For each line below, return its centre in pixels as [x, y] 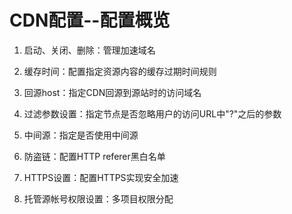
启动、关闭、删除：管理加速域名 [89, 50]
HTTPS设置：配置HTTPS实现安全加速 [101, 177]
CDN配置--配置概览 [90, 20]
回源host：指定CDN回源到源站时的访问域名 [112, 92]
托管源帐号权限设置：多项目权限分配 [98, 198]
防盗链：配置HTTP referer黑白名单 [94, 156]
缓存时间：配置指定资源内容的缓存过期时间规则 [120, 71]
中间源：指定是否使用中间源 [81, 135]
